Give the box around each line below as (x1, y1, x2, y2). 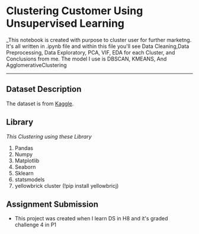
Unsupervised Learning (6, 17, 125, 30)
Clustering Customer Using (6, 4, 143, 18)
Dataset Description (6, 84, 82, 94)
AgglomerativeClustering (6, 61, 67, 69)
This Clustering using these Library (6, 133, 92, 140)
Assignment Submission (6, 199, 99, 209)
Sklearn (14, 169, 34, 177)
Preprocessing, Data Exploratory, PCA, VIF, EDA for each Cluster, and (6, 49, 175, 56)
